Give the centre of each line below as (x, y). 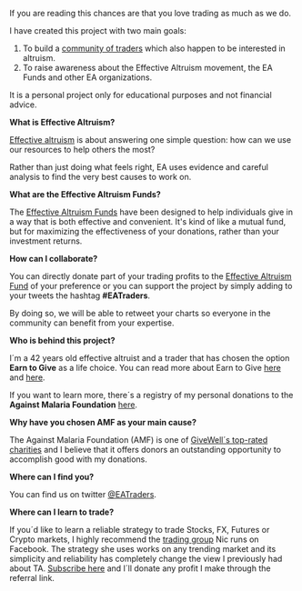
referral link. (32, 578)
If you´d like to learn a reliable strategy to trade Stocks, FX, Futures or (140, 530)
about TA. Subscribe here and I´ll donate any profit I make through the (140, 568)
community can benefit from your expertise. (92, 323)
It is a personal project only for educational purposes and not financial (141, 95)
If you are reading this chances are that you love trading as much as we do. (151, 13)
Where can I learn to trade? (62, 512)
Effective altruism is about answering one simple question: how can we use (151, 140)
